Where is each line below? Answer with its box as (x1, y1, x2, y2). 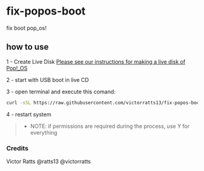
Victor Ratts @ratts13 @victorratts (6, 158, 91, 165)
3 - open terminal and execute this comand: (6, 88, 116, 95)
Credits (6, 144, 29, 152)
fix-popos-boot (6, 4, 86, 18)
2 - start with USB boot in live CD (6, 76, 89, 83)
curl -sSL (6, 99, 32, 106)
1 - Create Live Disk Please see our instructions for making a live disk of (6, 58, 186, 65)
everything (30, 129, 58, 136)
